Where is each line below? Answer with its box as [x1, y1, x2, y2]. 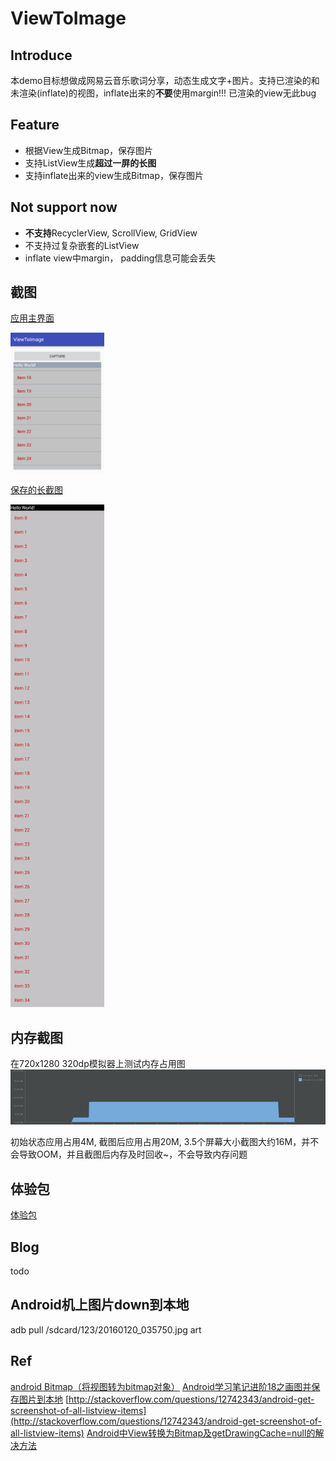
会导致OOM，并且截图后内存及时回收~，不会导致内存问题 [10, 1148, 248, 1161]
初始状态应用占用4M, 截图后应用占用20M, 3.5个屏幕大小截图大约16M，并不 [10, 1136, 320, 1148]
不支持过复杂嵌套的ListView [24, 239, 140, 251]
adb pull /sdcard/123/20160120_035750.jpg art [10, 1323, 202, 1336]
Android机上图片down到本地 [10, 1297, 190, 1314]
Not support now [10, 199, 118, 216]
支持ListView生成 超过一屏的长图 [24, 157, 157, 169]
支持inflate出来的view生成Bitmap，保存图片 [24, 169, 204, 181]
